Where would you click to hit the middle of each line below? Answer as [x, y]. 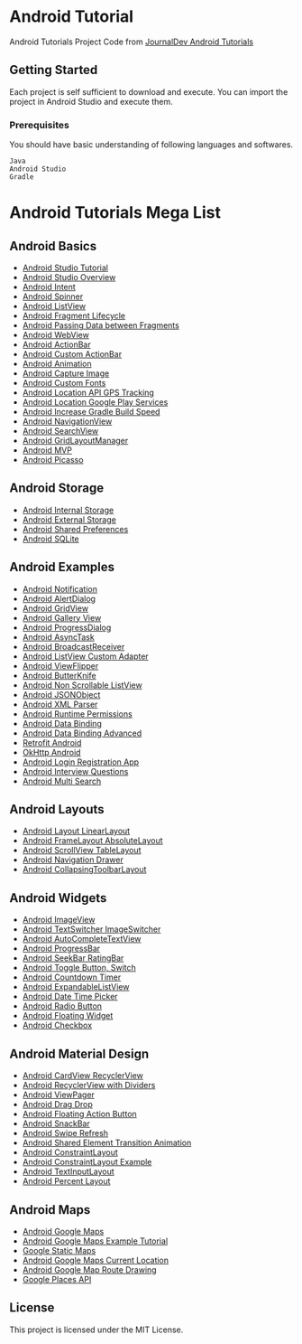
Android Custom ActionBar [72, 354]
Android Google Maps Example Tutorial [95, 1241]
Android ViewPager [58, 1095]
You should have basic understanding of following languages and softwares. [151, 145]
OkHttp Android [51, 752]
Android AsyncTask [58, 637]
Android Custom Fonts [64, 383]
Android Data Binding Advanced [82, 733]
